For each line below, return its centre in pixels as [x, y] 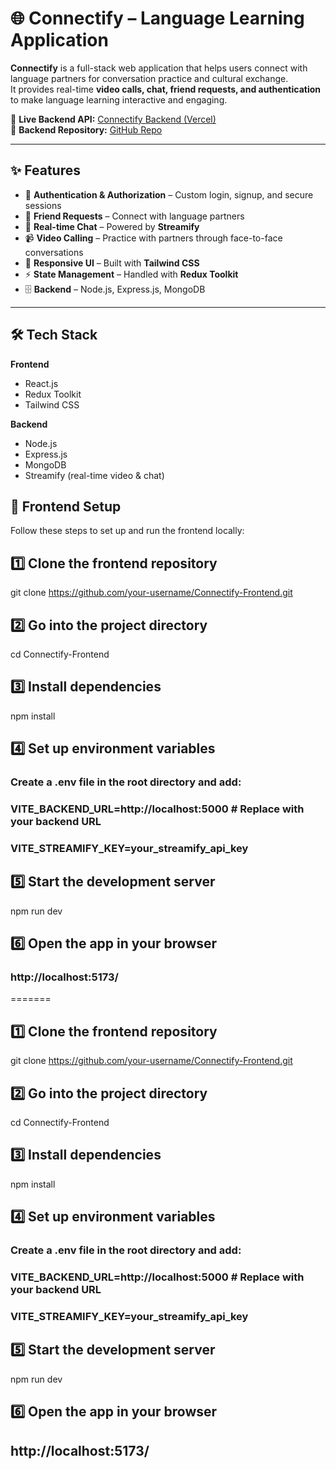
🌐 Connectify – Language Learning [157, 18]
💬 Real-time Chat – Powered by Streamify [112, 226]
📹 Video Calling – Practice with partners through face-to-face [153, 238]
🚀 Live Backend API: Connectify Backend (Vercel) [113, 119]
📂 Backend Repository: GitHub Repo [86, 129]
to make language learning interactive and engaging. [119, 99]
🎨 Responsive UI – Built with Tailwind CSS [112, 263]
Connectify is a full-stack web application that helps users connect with [159, 68]
